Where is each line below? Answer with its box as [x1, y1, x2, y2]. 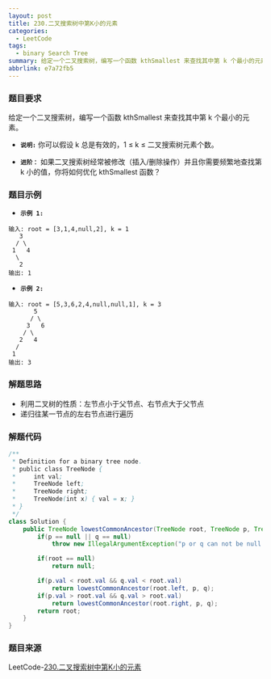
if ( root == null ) [37, 555, 95, 563]
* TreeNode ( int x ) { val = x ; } [11, 495, 135, 504]
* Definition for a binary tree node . [11, 458, 143, 466]
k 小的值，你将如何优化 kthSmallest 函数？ [19, 167, 161, 177]
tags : [8, 42, 27, 50]
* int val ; [11, 472, 63, 481]
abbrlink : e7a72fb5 [8, 65, 74, 73]
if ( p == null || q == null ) [37, 533, 131, 541]
